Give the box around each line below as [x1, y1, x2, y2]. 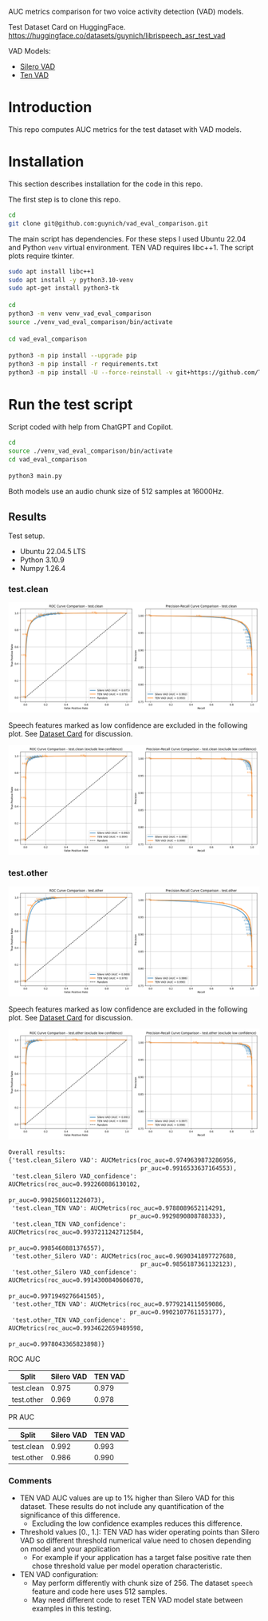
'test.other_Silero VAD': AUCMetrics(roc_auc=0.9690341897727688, [11, 1252, 238, 1260]
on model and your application [19, 1544, 120, 1554]
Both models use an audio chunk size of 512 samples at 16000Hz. [8, 487, 224, 497]
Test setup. [8, 531, 45, 541]
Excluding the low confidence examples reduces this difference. [31, 1519, 243, 1528]
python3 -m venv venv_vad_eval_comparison [8, 309, 152, 317]
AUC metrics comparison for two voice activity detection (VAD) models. [8, 7, 244, 16]
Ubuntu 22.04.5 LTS [19, 547, 86, 557]
